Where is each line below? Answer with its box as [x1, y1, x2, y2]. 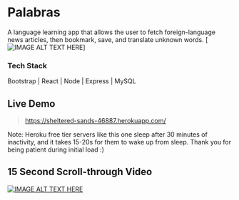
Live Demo [7, 98, 56, 110]
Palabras [7, 4, 61, 21]
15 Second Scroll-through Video [7, 166, 153, 178]
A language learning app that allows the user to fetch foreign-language [7, 28, 216, 36]
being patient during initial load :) [7, 145, 105, 154]
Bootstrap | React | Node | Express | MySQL [7, 77, 137, 85]
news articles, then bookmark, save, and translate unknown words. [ [7, 35, 208, 43]
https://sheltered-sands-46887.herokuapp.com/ [24, 117, 166, 125]
